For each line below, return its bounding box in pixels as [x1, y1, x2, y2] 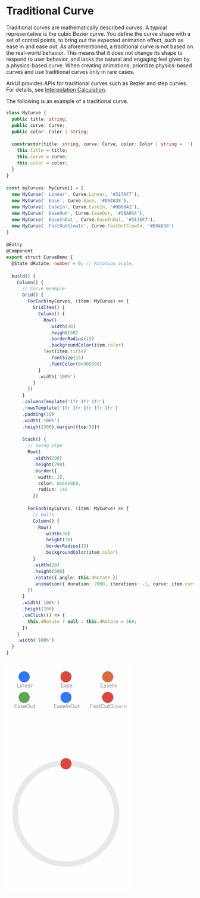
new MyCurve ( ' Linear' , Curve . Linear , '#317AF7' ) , [11, 192, 140, 198]
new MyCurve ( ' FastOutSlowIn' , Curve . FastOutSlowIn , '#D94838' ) [11, 223, 174, 229]
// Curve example [21, 286, 65, 292]
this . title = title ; [17, 148, 68, 154]
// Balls [32, 512, 55, 517]
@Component [6, 248, 33, 254]
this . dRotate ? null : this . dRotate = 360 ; [27, 618, 137, 625]
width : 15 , [37, 474, 65, 480]
